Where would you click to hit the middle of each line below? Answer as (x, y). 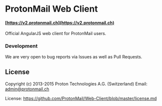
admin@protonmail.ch (27, 89)
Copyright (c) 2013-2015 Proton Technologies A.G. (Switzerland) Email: (76, 84)
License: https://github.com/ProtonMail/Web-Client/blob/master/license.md (81, 98)
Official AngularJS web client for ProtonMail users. (56, 34)
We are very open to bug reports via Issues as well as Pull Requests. (74, 56)
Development (21, 46)
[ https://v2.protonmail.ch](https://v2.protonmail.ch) (60, 22)
